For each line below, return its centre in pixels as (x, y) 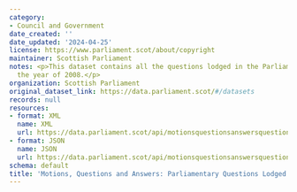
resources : (29, 108)
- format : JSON (37, 141)
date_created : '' (41, 34)
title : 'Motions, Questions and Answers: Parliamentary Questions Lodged (148, 173)
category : (27, 17)
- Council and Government (57, 26)
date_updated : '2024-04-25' (61, 42)
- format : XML (35, 116)
